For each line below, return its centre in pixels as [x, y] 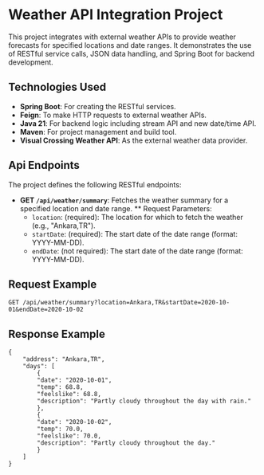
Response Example [57, 334]
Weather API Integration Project [116, 15]
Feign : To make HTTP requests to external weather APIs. [113, 115]
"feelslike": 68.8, [69, 395]
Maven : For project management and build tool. [98, 132]
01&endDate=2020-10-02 [46, 310]
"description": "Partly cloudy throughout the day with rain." [144, 401]
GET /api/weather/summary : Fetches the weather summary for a [124, 200]
